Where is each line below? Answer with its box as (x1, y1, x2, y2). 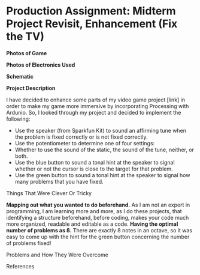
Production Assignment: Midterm (6, 4, 176, 18)
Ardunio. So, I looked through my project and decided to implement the (6, 109, 181, 116)
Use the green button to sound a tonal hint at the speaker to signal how (14, 171, 190, 178)
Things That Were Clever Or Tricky (6, 189, 92, 196)
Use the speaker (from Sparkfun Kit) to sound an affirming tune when (14, 127, 187, 134)
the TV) (6, 30, 45, 43)
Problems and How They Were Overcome (6, 251, 109, 258)
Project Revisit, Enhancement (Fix (6, 17, 178, 31)
